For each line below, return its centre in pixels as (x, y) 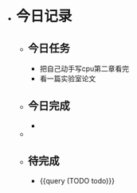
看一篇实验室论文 (68, 79)
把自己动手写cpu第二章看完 (84, 69)
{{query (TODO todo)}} (77, 180)
